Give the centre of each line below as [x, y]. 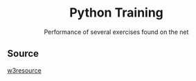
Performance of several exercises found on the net [116, 32]
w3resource [24, 70]
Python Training [116, 13]
